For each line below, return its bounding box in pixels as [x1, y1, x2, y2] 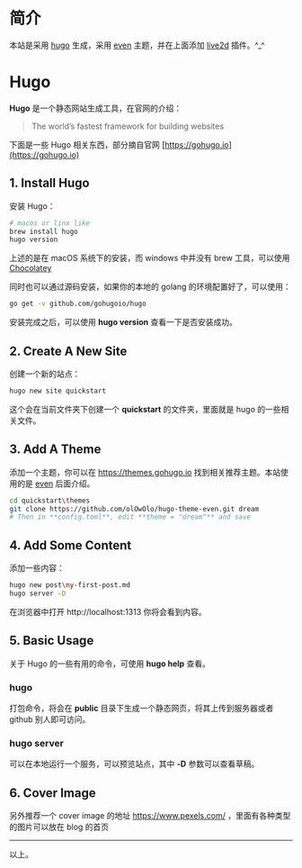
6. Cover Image [9, 785, 96, 800]
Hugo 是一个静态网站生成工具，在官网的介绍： [9, 103, 182, 113]
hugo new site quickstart [9, 386, 106, 395]
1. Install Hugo [9, 176, 90, 191]
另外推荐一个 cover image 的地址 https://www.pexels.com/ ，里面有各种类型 [9, 810, 291, 821]
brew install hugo [9, 227, 78, 236]
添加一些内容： [9, 563, 65, 574]
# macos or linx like [9, 218, 91, 228]
